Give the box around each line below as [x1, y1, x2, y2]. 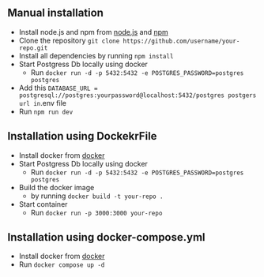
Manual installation [7, 6, 104, 20]
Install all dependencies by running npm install [18, 51, 174, 60]
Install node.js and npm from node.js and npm [18, 27, 169, 36]
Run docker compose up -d [18, 260, 105, 269]
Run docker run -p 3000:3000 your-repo [30, 208, 163, 217]
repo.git [18, 43, 48, 52]
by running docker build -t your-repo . [30, 191, 164, 200]
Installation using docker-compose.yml [7, 230, 206, 244]
